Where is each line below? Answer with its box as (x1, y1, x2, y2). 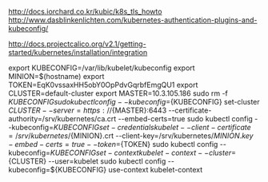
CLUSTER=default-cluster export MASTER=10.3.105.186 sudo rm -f (8, 89, 228, 98)
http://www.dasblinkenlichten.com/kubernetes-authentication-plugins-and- (8, 15, 258, 25)
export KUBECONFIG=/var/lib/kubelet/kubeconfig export (8, 63, 195, 73)
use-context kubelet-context (107, 165, 203, 174)
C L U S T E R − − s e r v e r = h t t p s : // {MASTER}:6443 (8, 105, 167, 115)
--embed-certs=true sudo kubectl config (118, 114, 254, 123)
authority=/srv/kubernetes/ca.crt (8, 114, 117, 123)
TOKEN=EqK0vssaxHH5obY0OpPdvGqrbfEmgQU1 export (8, 80, 198, 89)
